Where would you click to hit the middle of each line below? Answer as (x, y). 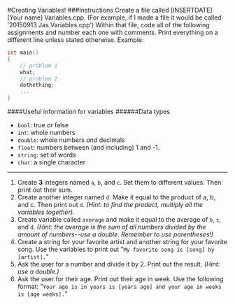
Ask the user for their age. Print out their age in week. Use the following (120, 279)
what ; (28, 72)
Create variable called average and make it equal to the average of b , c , (119, 219)
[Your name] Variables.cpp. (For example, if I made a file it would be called (114, 17)
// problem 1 (39, 66)
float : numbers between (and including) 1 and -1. (88, 147)
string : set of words (47, 155)
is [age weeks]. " (42, 294)
